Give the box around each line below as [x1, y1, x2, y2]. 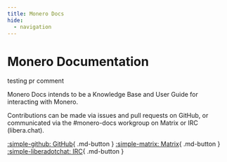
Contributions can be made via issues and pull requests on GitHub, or [7, 112, 209, 120]
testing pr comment [7, 76, 65, 85]
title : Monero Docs [7, 10, 65, 18]
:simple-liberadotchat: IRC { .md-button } [7, 147, 124, 156]
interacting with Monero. [7, 97, 79, 106]
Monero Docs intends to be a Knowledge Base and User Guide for [7, 90, 198, 99]
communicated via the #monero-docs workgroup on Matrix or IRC [7, 119, 199, 127]
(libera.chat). [7, 126, 44, 135]
